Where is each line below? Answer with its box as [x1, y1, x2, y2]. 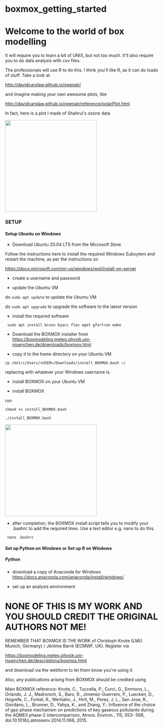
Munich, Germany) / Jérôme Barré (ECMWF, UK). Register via [5, 643, 129, 649]
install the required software [12, 313, 69, 319]
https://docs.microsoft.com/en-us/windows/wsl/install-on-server [5, 266, 137, 272]
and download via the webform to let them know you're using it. [5, 667, 134, 673]
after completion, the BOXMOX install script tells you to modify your [12, 520, 149, 526]
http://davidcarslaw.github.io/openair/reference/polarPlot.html [5, 101, 130, 107]
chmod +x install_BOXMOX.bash [5, 407, 67, 412]
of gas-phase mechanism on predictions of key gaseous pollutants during [5, 706, 154, 713]
